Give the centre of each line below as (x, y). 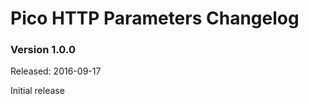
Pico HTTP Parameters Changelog (155, 18)
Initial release (37, 91)
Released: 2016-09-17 (56, 71)
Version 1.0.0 (43, 50)
